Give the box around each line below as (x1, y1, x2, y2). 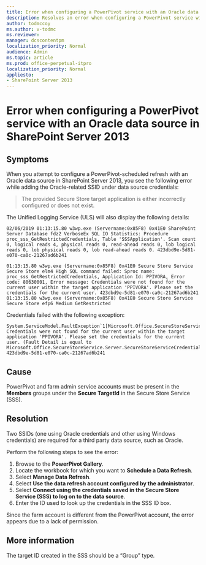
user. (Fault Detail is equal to (6, 339, 92, 346)
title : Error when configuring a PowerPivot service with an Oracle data (6, 9, 199, 15)
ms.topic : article (6, 55, 53, 61)
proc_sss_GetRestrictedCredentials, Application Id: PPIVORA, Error (6, 274, 185, 280)
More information (6, 536, 75, 546)
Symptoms (6, 154, 49, 164)
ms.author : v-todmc (6, 26, 56, 32)
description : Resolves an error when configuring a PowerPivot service (6, 15, 193, 21)
